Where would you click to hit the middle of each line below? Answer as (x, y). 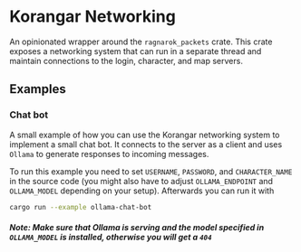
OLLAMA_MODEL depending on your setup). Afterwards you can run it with (142, 191)
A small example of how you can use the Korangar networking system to (145, 135)
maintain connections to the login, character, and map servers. (126, 61)
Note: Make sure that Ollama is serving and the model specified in (137, 228)
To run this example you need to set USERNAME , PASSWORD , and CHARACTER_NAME (151, 171)
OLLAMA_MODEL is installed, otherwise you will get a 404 (111, 238)
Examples (38, 89)
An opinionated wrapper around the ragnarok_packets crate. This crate (141, 42)
